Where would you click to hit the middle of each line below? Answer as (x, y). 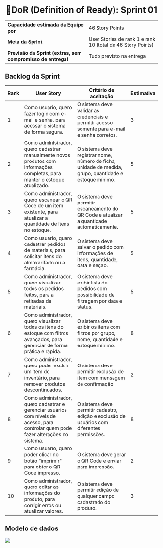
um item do (37, 371)
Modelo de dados (32, 529)
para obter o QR (42, 467)
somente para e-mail (101, 129)
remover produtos (45, 384)
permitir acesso (95, 122)
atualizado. (37, 185)
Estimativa (143, 93)
